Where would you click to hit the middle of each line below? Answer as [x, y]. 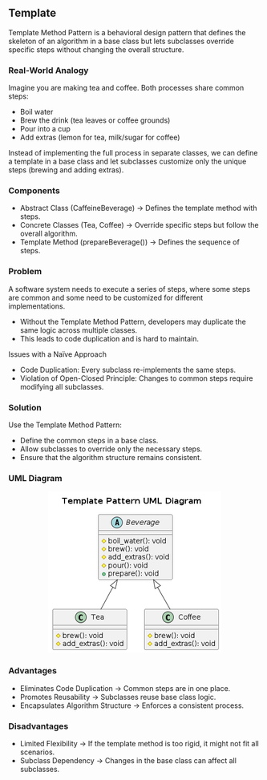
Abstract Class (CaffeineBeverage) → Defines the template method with [138, 208]
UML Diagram [35, 478]
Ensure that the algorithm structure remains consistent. [111, 457]
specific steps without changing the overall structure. [96, 49]
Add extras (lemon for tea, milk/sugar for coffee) [100, 137]
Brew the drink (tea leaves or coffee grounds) [95, 120]
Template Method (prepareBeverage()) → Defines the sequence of [130, 242]
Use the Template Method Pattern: [65, 425]
